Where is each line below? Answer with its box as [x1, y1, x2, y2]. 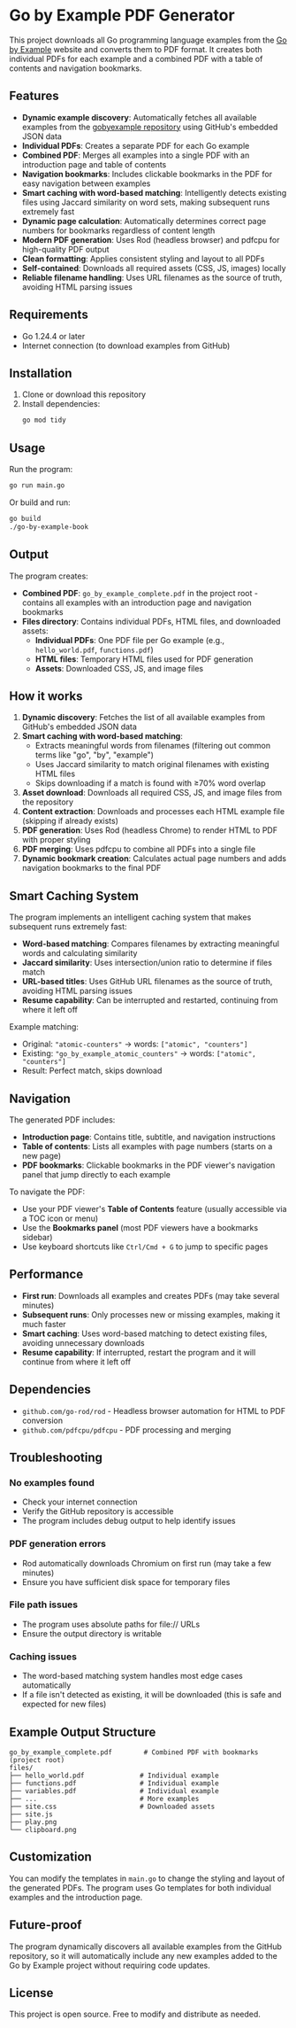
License [9, 1985, 54, 2001]
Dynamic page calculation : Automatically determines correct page [21, 215, 267, 226]
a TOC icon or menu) [21, 1213, 99, 1224]
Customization [9, 1849, 93, 1865]
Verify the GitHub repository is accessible [21, 1506, 174, 1517]
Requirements [9, 307, 88, 322]
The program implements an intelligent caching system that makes [9, 912, 252, 922]
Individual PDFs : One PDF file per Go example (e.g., [34, 634, 225, 645]
